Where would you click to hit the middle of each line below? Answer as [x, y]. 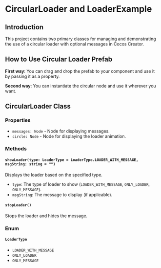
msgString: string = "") [30, 164]
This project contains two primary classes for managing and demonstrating [80, 39]
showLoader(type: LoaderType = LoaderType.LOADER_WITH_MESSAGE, [72, 160]
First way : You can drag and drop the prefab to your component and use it [80, 71]
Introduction [24, 27]
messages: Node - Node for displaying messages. [61, 131]
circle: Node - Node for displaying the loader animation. [69, 136]
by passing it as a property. [32, 76]
